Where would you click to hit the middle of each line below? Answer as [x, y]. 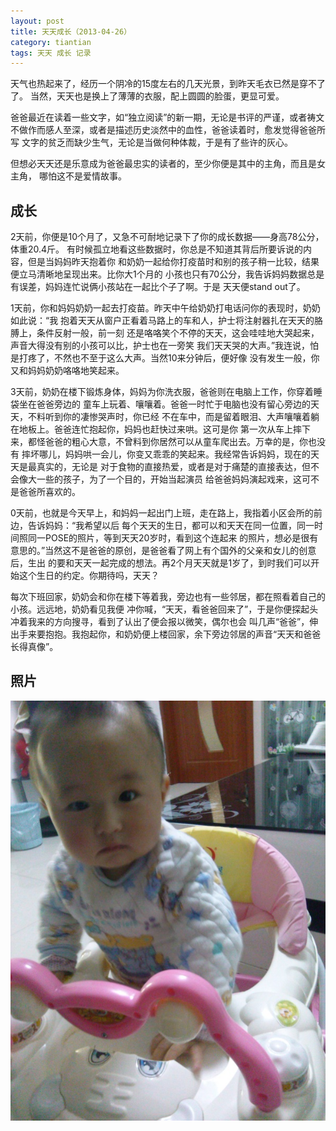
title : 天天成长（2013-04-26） [71, 31]
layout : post [37, 21]
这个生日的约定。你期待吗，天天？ [89, 576]
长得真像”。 [34, 647]
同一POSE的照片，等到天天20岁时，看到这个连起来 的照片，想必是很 [168, 538]
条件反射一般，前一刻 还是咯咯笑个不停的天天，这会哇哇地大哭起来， [178, 333]
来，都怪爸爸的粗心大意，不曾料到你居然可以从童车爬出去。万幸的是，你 [159, 442]
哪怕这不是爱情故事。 [82, 176]
